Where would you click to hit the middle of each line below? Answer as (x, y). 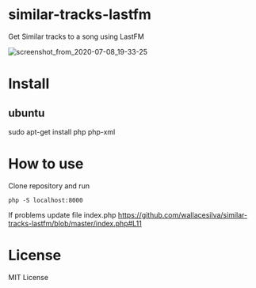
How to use (46, 164)
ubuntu (27, 113)
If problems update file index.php (62, 214)
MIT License (29, 277)
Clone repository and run (49, 186)
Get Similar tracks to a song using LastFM (76, 36)
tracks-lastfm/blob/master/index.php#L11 (75, 223)
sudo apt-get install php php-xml (62, 131)
